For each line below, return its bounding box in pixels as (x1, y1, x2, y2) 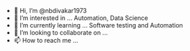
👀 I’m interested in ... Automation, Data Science (13, 14, 148, 22)
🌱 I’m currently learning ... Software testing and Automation (13, 21, 184, 29)
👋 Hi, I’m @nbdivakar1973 (13, 7, 87, 14)
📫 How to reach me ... (13, 37, 78, 44)
